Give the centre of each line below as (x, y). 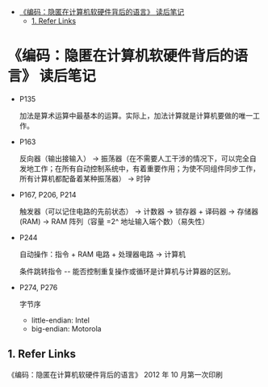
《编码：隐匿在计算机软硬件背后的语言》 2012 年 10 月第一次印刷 (115, 374)
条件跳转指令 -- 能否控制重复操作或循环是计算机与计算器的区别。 (127, 271)
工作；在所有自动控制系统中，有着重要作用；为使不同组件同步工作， (147, 169)
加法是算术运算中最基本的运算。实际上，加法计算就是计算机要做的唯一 (136, 115)
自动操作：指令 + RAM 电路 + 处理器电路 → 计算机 (103, 254)
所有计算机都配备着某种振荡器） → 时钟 (85, 178)
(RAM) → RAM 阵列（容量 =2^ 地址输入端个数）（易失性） (114, 221)
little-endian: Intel (61, 320)
